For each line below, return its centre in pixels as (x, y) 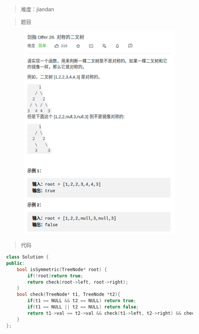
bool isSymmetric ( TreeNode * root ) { (62, 269)
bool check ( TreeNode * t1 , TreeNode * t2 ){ (68, 295)
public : (16, 263)
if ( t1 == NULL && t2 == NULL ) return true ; (82, 301)
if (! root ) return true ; (55, 276)
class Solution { (28, 257)
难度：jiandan (37, 9)
